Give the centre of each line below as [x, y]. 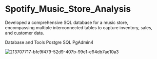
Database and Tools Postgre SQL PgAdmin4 [49, 42]
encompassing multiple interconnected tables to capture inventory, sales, [79, 27]
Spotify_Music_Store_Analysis [68, 9]
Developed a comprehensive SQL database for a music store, [67, 22]
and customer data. [25, 33]
